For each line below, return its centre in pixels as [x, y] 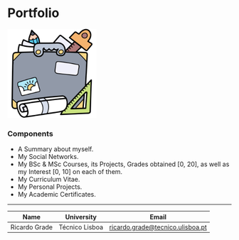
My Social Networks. [48, 157]
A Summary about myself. [55, 149]
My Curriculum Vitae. [49, 180]
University [81, 217]
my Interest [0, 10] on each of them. [70, 172]
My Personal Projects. [50, 187]
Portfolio [33, 13]
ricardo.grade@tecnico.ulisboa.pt [158, 227]
